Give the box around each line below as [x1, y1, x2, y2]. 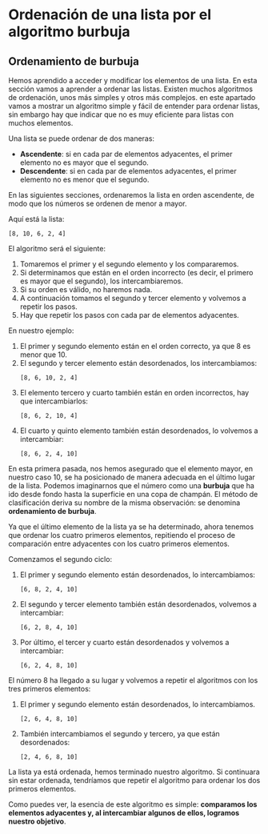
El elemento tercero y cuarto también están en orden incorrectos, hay [19, 388, 250, 397]
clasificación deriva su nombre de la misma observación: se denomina [8, 498, 241, 507]
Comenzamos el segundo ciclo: [8, 555, 113, 563]
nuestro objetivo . [8, 816, 66, 826]
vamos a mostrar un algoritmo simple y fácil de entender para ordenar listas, [8, 102, 260, 110]
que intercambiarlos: [19, 396, 88, 406]
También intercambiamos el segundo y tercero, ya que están [19, 729, 220, 738]
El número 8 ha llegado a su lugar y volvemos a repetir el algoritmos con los [8, 676, 258, 685]
